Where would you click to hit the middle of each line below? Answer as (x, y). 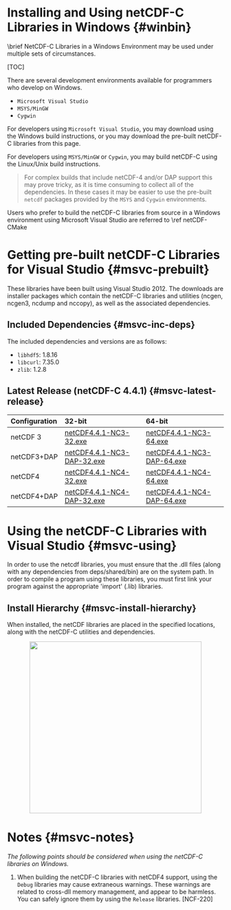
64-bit (157, 421)
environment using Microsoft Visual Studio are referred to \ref (95, 220)
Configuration (34, 421)
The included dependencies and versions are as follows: (87, 341)
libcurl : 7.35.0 (38, 362)
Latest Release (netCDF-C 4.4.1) (77, 391)
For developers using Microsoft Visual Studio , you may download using (110, 129)
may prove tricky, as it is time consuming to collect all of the (109, 184)
